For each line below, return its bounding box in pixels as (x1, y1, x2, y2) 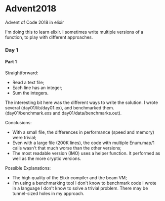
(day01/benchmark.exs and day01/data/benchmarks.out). (5, 110, 122, 116)
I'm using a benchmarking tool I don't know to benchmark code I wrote (12, 180, 157, 186)
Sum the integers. (12, 90, 48, 96)
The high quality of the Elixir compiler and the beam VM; (12, 175, 127, 181)
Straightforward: (5, 70, 39, 76)
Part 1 (5, 59, 17, 65)
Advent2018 (5, 3, 57, 14)
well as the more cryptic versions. (12, 155, 82, 161)
